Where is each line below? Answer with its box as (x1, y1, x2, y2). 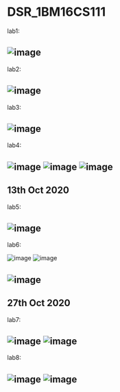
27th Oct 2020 (7, 297, 71, 309)
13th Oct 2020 (7, 185, 70, 196)
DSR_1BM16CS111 (7, 4, 106, 20)
